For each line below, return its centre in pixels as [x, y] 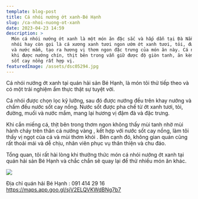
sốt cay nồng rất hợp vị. [43, 61]
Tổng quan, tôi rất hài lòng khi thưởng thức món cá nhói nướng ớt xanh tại [95, 155]
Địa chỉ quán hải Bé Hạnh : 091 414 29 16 [55, 184]
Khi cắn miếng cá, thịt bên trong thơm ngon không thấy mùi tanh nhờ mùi [95, 125]
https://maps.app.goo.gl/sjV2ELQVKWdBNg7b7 [64, 190]
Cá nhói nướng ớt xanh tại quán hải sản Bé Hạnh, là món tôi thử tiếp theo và [98, 83]
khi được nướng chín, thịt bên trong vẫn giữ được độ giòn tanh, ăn [97, 55]
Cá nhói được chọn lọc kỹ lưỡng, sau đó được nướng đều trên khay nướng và [99, 101]
